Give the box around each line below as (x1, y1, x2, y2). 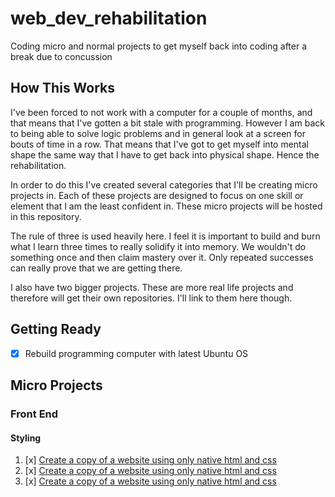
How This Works (10, 80, 116, 97)
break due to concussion (10, 50, 113, 62)
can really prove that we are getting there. (10, 262, 183, 274)
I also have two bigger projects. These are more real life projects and (10, 281, 294, 293)
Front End (10, 407, 59, 421)
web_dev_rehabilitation (10, 7, 208, 30)
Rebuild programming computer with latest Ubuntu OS (24, 347, 249, 359)
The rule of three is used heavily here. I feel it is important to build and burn (10, 230, 321, 242)
